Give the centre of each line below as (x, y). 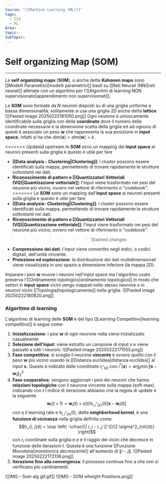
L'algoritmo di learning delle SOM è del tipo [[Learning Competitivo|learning (82, 319)
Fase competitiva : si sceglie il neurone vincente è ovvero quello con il (84, 355)
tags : (11, 14)
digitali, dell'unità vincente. (40, 254)
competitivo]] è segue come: (34, 324)
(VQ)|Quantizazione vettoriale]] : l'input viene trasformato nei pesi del (84, 182)
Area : (11, 28)
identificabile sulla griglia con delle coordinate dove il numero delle (74, 121)
